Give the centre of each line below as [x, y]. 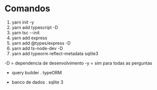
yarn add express [30, 38]
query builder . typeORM [37, 72]
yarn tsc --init [26, 32]
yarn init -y [23, 22]
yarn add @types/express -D [41, 43]
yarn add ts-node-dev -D [37, 48]
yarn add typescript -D [35, 27]
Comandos [27, 9]
